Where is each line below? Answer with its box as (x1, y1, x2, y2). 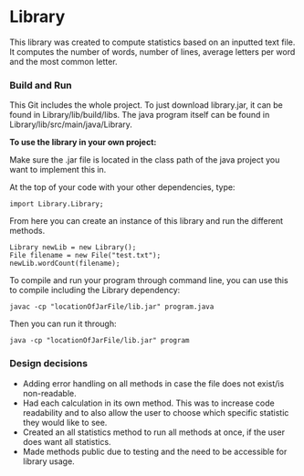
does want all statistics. (22, 436, 111, 447)
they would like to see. (22, 417, 108, 428)
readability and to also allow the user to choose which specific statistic (22, 407, 289, 418)
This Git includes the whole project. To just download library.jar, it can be (9, 100, 283, 111)
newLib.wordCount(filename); (9, 259, 121, 269)
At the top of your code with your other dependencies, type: (9, 182, 236, 193)
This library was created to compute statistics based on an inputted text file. (9, 37, 296, 48)
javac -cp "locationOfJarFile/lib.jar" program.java (9, 302, 215, 312)
